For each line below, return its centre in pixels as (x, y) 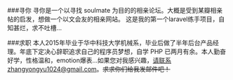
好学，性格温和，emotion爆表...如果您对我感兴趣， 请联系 (89, 60)
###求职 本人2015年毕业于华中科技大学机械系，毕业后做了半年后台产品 (110, 43)
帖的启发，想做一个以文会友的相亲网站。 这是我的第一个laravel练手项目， (113, 19)
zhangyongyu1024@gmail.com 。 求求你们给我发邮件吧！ (89, 69)
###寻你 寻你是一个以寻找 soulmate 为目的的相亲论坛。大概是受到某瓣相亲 (115, 10)
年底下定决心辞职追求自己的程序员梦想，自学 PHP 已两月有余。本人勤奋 (123, 52)
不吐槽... (50, 28)
